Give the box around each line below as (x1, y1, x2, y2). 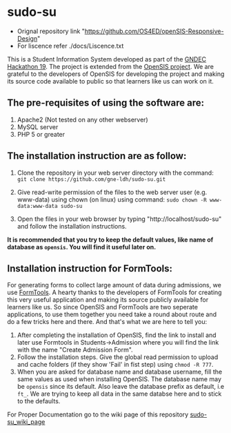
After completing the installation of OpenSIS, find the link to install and (17, 331, 217, 339)
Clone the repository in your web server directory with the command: (17, 169, 214, 177)
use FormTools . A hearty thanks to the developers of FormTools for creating (7, 288, 222, 297)
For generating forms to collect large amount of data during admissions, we (7, 281, 222, 289)
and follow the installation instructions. (17, 222, 127, 230)
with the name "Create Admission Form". (17, 346, 133, 354)
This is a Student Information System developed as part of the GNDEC (7, 55, 207, 63)
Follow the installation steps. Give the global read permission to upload (17, 353, 219, 361)
